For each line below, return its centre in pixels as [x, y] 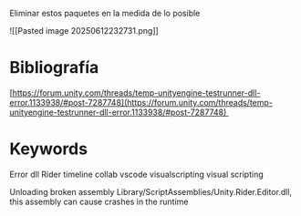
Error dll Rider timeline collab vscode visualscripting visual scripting [136, 174]
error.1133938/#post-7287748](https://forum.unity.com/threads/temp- [141, 102]
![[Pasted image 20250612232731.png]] [84, 31]
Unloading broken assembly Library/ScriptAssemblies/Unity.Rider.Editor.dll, [151, 191]
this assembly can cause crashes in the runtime [99, 201]
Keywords [49, 149]
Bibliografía [54, 68]
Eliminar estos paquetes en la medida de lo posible [105, 13]
